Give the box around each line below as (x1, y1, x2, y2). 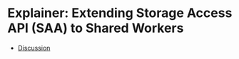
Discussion (17, 43, 51, 52)
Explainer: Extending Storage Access (7, 5, 233, 21)
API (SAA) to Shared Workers (7, 20, 184, 36)
